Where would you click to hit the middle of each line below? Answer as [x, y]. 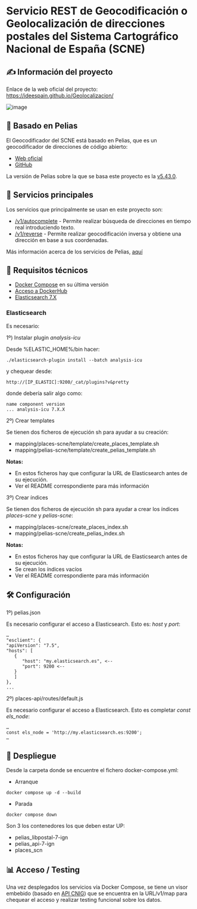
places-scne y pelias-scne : [40, 515]
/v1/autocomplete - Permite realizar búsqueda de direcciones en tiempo [103, 221]
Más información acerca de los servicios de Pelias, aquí [74, 252]
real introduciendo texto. [45, 227]
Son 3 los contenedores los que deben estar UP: [65, 826]
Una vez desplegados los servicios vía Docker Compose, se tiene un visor [97, 887]
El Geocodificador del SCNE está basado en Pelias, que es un [82, 140]
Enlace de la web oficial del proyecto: [52, 89]
